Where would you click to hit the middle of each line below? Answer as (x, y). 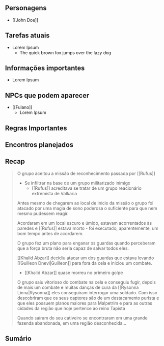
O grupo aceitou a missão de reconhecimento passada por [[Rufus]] (86, 173)
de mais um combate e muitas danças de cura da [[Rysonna (78, 287)
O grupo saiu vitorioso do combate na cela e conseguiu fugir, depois (86, 282)
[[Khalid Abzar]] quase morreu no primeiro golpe (74, 273)
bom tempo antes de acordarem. (50, 233)
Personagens (26, 8)
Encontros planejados (39, 145)
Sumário (18, 339)
